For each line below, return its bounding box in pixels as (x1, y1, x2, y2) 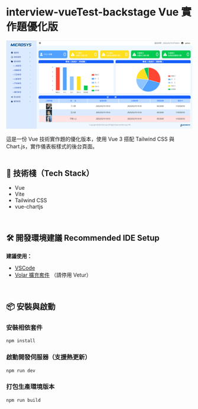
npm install (6, 338, 35, 344)
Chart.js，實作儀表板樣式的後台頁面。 (6, 143, 98, 150)
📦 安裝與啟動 (6, 302, 56, 312)
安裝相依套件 (6, 323, 43, 332)
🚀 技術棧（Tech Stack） (6, 168, 95, 178)
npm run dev (6, 368, 35, 374)
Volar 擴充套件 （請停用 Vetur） (14, 271, 92, 278)
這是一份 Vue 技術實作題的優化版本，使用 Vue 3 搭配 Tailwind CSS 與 (6, 135, 174, 142)
